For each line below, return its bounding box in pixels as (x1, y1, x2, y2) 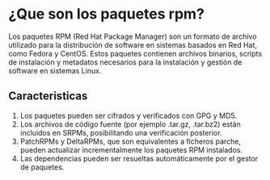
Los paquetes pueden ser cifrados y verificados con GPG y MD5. (19, 111, 237, 120)
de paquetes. (19, 162, 65, 172)
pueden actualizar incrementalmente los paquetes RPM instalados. (19, 144, 243, 154)
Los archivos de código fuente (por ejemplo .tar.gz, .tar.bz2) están (19, 119, 241, 129)
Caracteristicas (8, 90, 88, 103)
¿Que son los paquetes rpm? (8, 5, 205, 23)
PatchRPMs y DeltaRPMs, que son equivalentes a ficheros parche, (19, 136, 241, 146)
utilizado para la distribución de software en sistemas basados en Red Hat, (8, 40, 257, 49)
